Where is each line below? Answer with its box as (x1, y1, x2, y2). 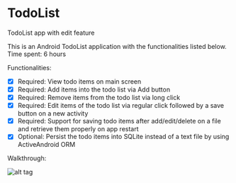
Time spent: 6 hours (7, 50, 66, 58)
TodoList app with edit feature (7, 28, 95, 37)
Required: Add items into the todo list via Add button (17, 85, 171, 94)
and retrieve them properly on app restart (17, 125, 140, 133)
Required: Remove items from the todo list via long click (17, 94, 181, 102)
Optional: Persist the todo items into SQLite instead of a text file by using (17, 133, 230, 141)
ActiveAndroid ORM (17, 140, 76, 149)
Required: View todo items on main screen (17, 77, 142, 86)
